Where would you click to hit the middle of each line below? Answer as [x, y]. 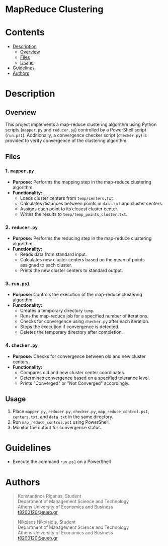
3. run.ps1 [18, 284]
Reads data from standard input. [53, 254]
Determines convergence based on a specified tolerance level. [85, 378]
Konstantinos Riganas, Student [49, 496]
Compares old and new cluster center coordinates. [73, 372]
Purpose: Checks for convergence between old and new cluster [79, 356]
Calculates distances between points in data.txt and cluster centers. [92, 203]
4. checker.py [22, 345]
